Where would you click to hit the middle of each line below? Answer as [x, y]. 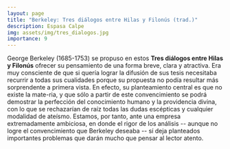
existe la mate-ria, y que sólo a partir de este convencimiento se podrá [107, 95]
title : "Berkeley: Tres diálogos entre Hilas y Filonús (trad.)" [102, 20]
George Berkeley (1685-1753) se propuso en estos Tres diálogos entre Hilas [115, 58]
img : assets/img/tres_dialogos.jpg [58, 32]
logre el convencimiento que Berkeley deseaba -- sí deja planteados [104, 131]
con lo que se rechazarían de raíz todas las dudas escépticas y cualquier [110, 109]
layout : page [26, 13]
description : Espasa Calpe [46, 26]
